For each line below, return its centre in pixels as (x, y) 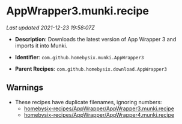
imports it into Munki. (41, 46)
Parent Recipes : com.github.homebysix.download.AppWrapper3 (91, 69)
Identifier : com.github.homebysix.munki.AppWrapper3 (79, 57)
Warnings (25, 88)
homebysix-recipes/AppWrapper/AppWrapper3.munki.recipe (99, 108)
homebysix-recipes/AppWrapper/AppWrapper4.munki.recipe (99, 114)
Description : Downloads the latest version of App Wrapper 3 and (96, 39)
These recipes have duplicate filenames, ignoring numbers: (88, 102)
